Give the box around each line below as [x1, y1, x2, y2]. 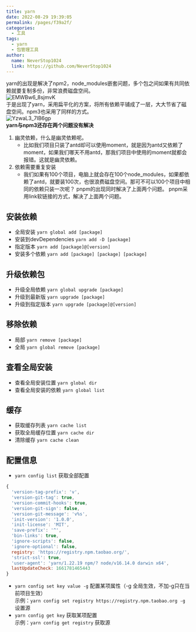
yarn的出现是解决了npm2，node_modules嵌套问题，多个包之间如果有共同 [6, 80, 185, 87]
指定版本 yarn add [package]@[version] [14, 243, 111, 250]
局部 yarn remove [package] [14, 336, 82, 343]
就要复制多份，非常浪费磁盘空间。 [11, 87, 94, 94]
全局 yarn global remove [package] [14, 343, 101, 350]
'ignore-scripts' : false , [11, 538, 75, 544]
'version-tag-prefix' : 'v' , [11, 489, 80, 495]
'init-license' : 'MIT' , [11, 522, 69, 528]
